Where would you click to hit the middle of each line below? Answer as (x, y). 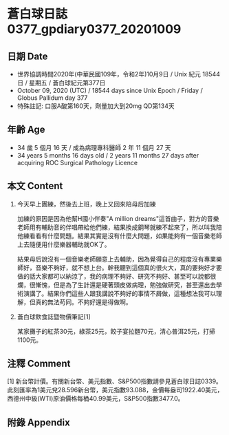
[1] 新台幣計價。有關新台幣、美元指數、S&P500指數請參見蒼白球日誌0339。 (115, 381)
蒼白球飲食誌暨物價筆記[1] (54, 317)
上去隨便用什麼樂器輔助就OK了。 (64, 244)
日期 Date (28, 56)
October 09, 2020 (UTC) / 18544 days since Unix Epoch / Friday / (110, 91)
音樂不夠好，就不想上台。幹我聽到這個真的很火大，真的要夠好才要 (129, 267)
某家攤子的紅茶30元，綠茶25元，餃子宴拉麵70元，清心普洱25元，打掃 (116, 331)
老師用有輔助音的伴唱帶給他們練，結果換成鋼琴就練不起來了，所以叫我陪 (119, 227)
